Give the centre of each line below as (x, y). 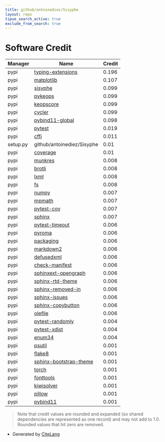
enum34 (44, 338)
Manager (19, 64)
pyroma (43, 233)
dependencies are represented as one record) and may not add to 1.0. (88, 419)
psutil (40, 345)
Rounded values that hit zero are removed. (61, 425)
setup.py (18, 145)
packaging (46, 241)
